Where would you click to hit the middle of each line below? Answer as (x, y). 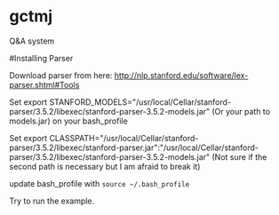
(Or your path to (241, 111)
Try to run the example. (52, 201)
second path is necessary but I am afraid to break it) (105, 166)
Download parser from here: (61, 75)
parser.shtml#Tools (44, 84)
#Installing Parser (41, 58)
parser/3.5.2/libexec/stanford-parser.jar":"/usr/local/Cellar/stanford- (134, 147)
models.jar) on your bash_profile (69, 121)
